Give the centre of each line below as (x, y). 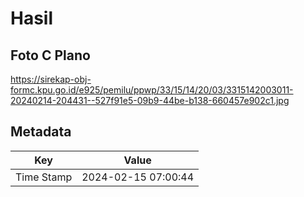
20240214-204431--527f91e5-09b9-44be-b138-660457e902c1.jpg (150, 100)
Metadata (41, 132)
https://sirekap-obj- (51, 79)
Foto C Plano (50, 55)
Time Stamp (44, 177)
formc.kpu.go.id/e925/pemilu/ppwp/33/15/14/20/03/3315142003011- (152, 90)
